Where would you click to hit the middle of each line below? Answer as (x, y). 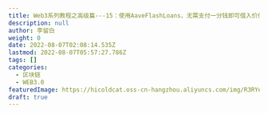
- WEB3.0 (30, 82)
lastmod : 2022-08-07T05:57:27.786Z (67, 53)
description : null (39, 23)
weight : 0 (25, 38)
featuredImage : (33, 90)
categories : (28, 68)
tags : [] (23, 60)
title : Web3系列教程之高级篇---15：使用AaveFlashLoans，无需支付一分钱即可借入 (130, 16)
